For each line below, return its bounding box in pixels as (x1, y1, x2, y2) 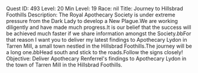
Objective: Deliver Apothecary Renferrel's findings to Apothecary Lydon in (6, 55, 187, 62)
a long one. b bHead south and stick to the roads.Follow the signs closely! (6, 49, 183, 55)
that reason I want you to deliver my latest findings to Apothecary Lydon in (6, 36, 187, 43)
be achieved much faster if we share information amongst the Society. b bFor (6, 30, 191, 37)
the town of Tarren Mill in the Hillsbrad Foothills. (6, 61, 122, 68)
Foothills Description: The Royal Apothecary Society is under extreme (6, 11, 176, 18)
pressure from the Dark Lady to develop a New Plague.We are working (6, 18, 178, 24)
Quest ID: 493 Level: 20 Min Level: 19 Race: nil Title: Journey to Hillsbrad (6, 5, 183, 12)
